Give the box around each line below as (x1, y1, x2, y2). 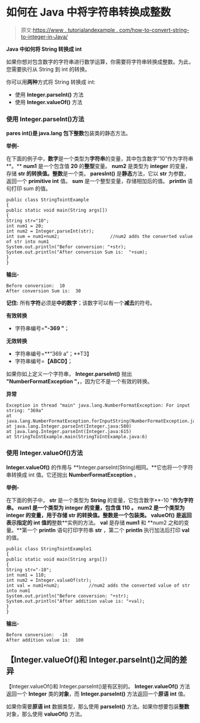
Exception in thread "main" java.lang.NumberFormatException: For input (6, 402, 190, 408)
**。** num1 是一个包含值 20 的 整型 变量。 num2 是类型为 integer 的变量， (6, 163, 191, 170)
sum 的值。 (23, 185, 51, 192)
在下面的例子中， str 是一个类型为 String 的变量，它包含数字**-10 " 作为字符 (6, 496, 194, 504)
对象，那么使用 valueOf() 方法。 (6, 710, 86, 718)
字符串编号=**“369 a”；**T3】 (14, 350, 92, 358)
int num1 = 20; (6, 223, 44, 229)
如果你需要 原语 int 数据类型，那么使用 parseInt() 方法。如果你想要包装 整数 (6, 703, 190, 710)
